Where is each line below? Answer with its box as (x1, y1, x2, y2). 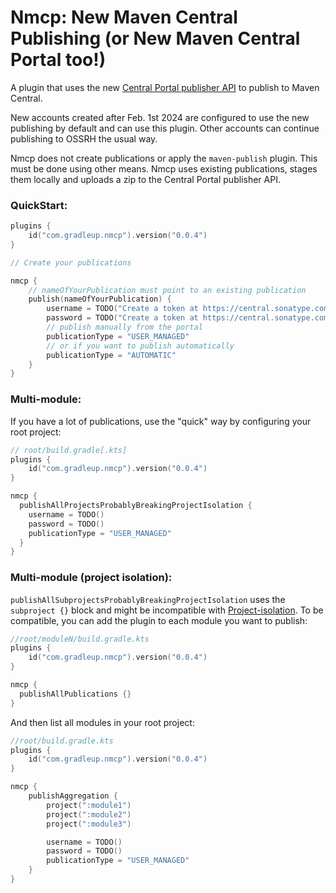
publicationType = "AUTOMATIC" (46, 350, 177, 360)
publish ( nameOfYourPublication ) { (28, 294, 172, 305)
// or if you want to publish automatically (46, 341, 235, 351)
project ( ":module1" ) (46, 800, 132, 810)
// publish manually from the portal (46, 322, 203, 333)
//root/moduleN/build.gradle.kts (10, 634, 150, 644)
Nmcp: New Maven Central (10, 6, 238, 29)
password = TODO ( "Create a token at (46, 313, 199, 323)
